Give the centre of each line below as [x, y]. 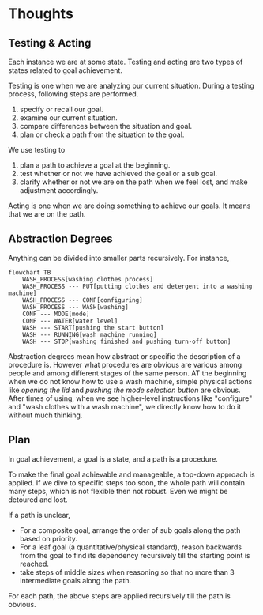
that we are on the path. [47, 214]
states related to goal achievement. [65, 70]
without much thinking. [45, 415]
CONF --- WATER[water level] [70, 321]
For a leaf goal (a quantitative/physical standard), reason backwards [131, 547]
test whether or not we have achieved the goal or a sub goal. [118, 174]
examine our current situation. [68, 118]
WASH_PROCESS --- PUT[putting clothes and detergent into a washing [137, 286]
